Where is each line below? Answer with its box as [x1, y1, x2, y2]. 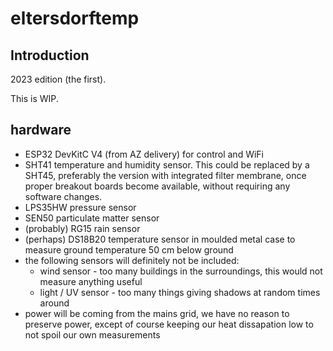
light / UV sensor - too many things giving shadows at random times [39, 286, 321, 298]
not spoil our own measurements [24, 328, 161, 341]
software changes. [24, 190, 103, 202]
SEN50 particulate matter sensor [24, 212, 160, 224]
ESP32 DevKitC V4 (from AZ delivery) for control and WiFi [24, 148, 264, 160]
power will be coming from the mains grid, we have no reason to [24, 307, 290, 319]
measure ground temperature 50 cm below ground [24, 243, 234, 256]
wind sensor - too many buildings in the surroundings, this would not [39, 265, 323, 277]
